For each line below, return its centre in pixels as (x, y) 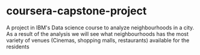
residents (18, 47)
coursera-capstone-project (77, 11)
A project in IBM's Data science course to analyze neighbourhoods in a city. (100, 27)
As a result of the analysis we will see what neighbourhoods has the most (97, 33)
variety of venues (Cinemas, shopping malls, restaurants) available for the (98, 40)
